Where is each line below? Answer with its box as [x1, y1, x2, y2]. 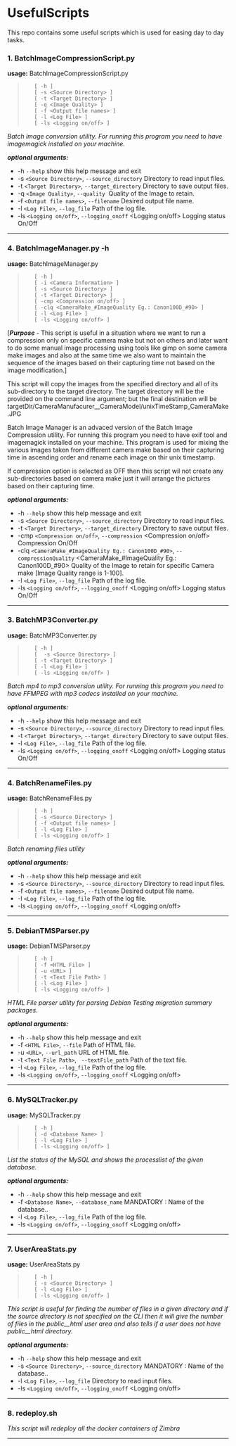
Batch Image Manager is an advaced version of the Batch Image [7, 423, 193, 431]
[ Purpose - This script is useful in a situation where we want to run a [7, 329, 206, 337]
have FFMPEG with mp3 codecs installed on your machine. [7, 689, 179, 697]
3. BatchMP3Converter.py [7, 615, 98, 625]
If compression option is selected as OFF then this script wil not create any [7, 467, 223, 475]
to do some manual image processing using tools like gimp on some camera [7, 343, 228, 352]
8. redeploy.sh [7, 1408, 58, 1418]
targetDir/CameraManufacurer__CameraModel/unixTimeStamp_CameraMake [7, 402, 229, 410]
